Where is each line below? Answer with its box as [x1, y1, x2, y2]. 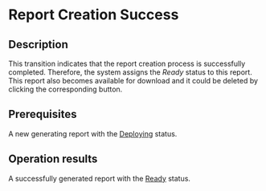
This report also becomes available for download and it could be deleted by [8, 76, 259, 85]
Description [8, 38, 68, 51]
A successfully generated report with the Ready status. [8, 173, 191, 183]
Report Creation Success [8, 6, 179, 24]
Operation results [8, 152, 98, 166]
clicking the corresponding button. [8, 84, 123, 94]
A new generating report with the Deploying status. [8, 128, 178, 138]
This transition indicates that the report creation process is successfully [8, 59, 246, 68]
